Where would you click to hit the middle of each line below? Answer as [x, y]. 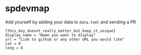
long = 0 [14, 48]
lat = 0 [13, 44]
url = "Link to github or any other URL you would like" [65, 39]
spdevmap [27, 9]
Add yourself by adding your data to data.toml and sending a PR [71, 22]
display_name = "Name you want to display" [51, 35]
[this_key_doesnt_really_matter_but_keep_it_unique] [60, 31]
